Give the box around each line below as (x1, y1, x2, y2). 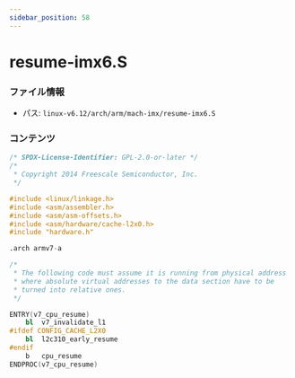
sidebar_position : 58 (9, 13, 91, 22)
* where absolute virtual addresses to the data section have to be (13, 277, 275, 286)
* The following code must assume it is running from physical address (13, 268, 287, 278)
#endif (9, 343, 34, 353)
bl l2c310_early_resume (25, 335, 118, 344)
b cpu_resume (25, 351, 82, 360)
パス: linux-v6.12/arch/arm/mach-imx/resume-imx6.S (22, 108, 216, 119)
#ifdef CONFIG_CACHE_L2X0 (9, 327, 106, 336)
